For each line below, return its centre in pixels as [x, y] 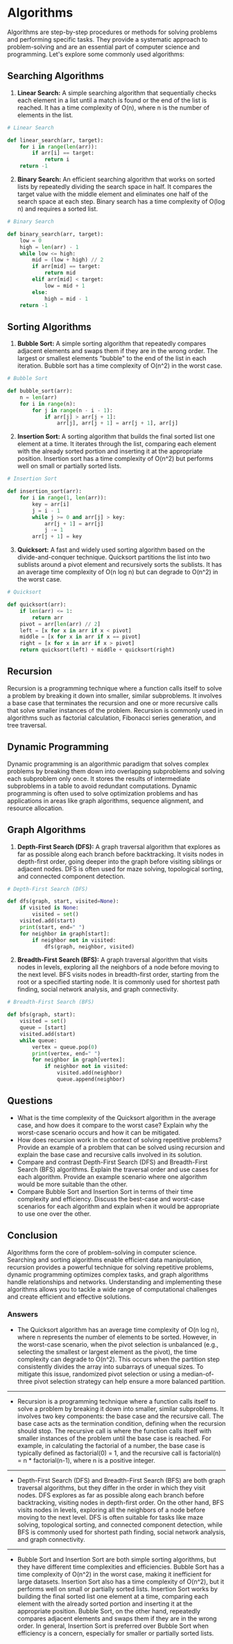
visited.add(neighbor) [89, 1073]
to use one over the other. [54, 1213]
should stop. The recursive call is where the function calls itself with [114, 1431]
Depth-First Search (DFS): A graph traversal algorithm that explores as [119, 846]
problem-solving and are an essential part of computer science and [103, 47]
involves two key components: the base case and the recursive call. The [120, 1416]
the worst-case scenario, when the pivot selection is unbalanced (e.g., [118, 1344]
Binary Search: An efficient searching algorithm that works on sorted [116, 179]
